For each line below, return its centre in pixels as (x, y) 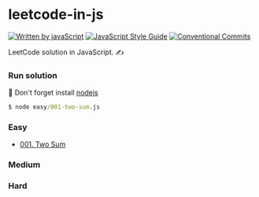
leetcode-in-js (56, 15)
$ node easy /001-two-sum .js (54, 107)
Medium (24, 165)
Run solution (33, 75)
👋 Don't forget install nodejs (53, 93)
